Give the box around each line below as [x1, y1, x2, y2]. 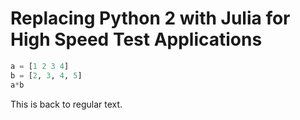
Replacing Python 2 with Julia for [10, 7, 291, 30]
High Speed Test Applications [10, 28, 263, 51]
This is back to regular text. [10, 98, 123, 110]
